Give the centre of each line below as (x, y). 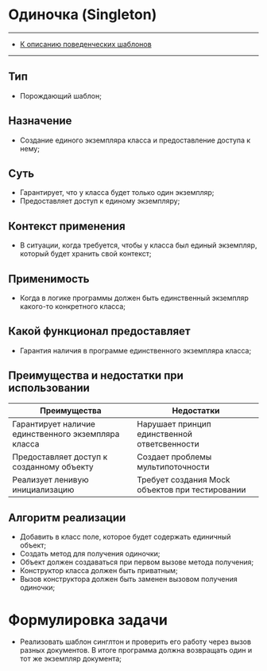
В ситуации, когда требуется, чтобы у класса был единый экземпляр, (138, 245)
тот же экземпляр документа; (70, 659)
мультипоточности (173, 466)
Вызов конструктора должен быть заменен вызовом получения (129, 579)
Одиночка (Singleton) (83, 15)
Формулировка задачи (88, 620)
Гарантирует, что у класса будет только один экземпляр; (117, 193)
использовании (49, 388)
